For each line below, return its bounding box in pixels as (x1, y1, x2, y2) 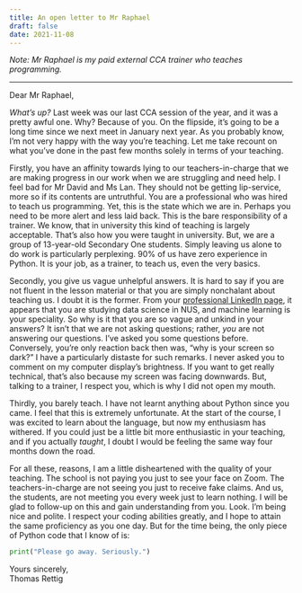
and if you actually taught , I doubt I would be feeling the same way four (9, 437, 273, 447)
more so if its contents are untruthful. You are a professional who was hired (9, 191, 288, 202)
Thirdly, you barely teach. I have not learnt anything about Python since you (9, 398, 289, 409)
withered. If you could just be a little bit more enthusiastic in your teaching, (9, 427, 286, 438)
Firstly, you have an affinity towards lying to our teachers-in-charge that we (9, 163, 289, 173)
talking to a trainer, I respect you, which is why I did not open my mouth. (9, 381, 276, 392)
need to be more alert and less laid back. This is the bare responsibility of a (9, 210, 288, 221)
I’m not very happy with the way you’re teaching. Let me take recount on (9, 136, 278, 146)
